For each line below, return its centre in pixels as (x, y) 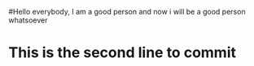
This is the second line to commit (123, 53)
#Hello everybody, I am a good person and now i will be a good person (127, 12)
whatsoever (28, 20)
